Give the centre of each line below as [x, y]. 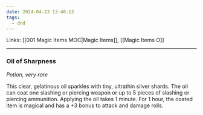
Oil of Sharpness [31, 61]
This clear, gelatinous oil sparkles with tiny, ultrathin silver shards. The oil [97, 86]
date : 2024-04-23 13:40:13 [40, 12]
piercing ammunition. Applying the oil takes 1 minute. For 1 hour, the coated [100, 99]
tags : [13, 17]
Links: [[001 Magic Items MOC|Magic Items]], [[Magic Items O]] [85, 40]
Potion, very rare [27, 74]
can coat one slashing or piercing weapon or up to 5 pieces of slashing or [98, 92]
